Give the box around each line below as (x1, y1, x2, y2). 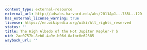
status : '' (5, 25, 27, 30)
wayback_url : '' (5, 38, 38, 43)
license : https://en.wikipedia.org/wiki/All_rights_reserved (5, 20, 131, 25)
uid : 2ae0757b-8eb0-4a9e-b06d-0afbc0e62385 (5, 34, 95, 39)
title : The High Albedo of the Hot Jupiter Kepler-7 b (5, 29, 118, 34)
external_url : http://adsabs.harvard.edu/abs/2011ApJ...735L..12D (5, 11, 142, 16)
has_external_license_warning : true (5, 16, 79, 20)
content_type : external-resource (5, 7, 73, 12)
